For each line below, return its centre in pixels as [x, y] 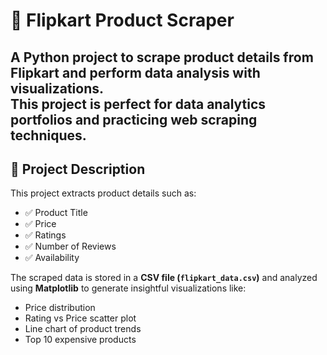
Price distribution [60, 308]
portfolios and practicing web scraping [134, 119]
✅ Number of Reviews [70, 246]
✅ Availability [52, 258]
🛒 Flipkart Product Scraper [122, 20]
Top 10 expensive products [80, 340]
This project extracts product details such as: [103, 193]
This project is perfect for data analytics [138, 104]
